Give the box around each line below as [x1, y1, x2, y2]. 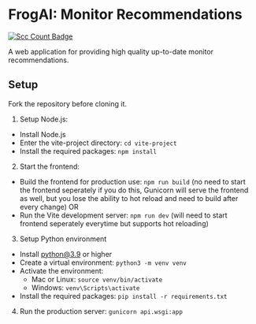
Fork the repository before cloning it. [8, 99, 128, 108]
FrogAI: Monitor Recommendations [8, 6, 243, 24]
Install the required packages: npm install [19, 146, 158, 155]
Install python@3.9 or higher [19, 249, 113, 259]
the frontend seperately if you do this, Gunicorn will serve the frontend [19, 185, 249, 195]
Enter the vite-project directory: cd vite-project [19, 138, 177, 147]
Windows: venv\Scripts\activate [31, 282, 140, 292]
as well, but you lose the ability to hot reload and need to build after [19, 193, 239, 203]
